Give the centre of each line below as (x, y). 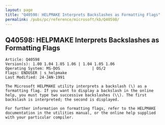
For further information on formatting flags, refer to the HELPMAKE (81, 109)
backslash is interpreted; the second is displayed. (62, 100)
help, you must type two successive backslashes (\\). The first (76, 95)
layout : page (19, 10)
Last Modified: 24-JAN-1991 (35, 77)
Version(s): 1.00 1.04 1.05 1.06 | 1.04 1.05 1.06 (60, 64)
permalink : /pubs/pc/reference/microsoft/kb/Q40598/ (62, 19)
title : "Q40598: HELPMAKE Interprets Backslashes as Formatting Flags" (83, 15)
